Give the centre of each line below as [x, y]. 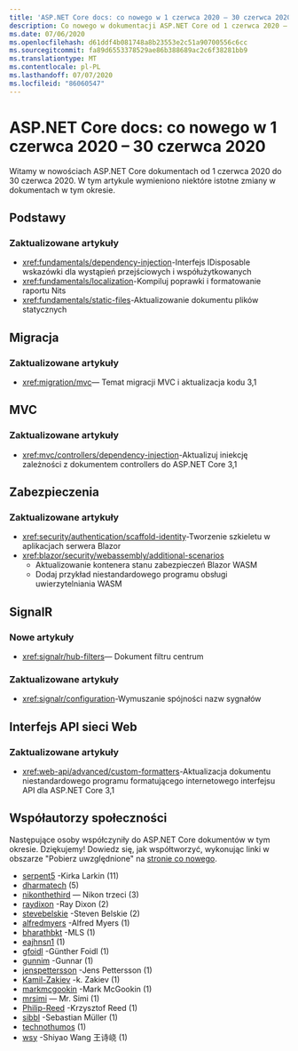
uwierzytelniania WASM [78, 584]
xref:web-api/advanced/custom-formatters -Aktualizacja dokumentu [146, 771]
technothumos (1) [54, 1026]
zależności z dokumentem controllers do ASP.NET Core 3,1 [129, 464]
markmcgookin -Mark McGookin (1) [87, 989]
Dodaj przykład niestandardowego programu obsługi [131, 575]
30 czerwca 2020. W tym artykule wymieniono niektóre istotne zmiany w [143, 180]
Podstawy [38, 217]
